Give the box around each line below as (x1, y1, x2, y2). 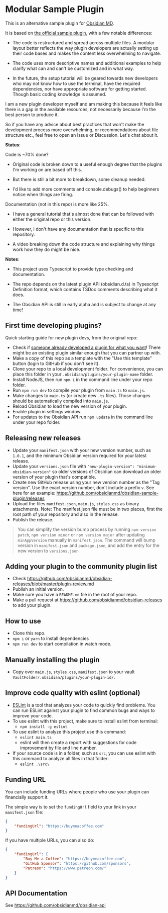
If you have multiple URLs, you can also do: (5, 837, 94, 843)
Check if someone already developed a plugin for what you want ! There (12, 344, 161, 350)
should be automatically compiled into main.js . (12, 398, 109, 404)
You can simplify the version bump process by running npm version (17, 526, 156, 532)
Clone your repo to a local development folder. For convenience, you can (12, 366, 163, 372)
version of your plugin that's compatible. (12, 474, 96, 480)
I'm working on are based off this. (12, 166, 82, 172)
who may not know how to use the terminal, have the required (12, 80, 140, 86)
